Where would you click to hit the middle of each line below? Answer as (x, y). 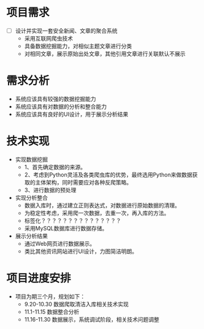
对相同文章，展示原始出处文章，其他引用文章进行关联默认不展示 (105, 54)
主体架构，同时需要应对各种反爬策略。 (84, 182)
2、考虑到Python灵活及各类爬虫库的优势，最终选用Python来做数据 (108, 175)
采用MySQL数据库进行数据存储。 (66, 228)
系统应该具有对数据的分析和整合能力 (61, 106)
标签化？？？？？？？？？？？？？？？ (73, 221)
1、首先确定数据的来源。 (55, 167)
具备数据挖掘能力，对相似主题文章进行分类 (78, 46)
